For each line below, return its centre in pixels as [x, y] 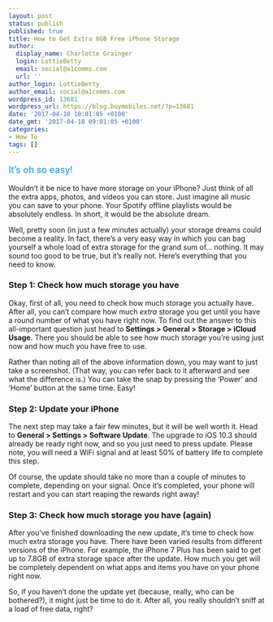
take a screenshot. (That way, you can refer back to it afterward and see [129, 370]
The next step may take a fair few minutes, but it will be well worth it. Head [133, 427]
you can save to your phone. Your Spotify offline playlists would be [120, 205]
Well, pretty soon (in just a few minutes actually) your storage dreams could [135, 229]
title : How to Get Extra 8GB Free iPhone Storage [94, 39]
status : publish [36, 24]
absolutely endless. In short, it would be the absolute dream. [109, 214]
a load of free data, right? [51, 609]
